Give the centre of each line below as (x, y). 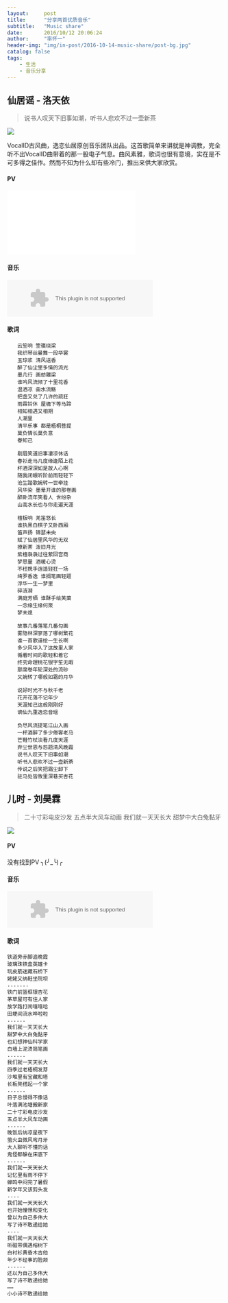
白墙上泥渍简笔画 (28, 1049)
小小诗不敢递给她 (28, 1294)
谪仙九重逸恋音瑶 (37, 712)
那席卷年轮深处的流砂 (42, 669)
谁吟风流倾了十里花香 (42, 382)
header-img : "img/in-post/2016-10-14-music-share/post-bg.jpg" (99, 45)
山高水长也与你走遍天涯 (45, 505)
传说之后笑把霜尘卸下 (42, 769)
